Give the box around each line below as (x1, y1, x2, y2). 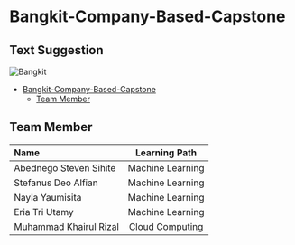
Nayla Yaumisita (14, 191, 82, 203)
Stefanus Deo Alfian (14, 176, 98, 189)
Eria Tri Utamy (14, 205, 74, 218)
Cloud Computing (128, 220, 204, 232)
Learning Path (134, 146, 198, 159)
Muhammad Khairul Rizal (14, 220, 120, 232)
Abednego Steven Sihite (14, 161, 116, 174)
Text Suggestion (9, 42, 104, 58)
